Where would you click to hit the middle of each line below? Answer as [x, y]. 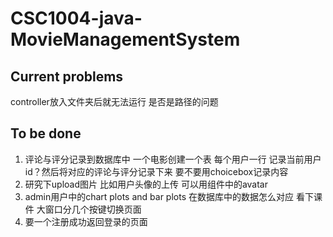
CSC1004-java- [76, 18]
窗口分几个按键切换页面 [93, 209]
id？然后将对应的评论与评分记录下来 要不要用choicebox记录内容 [156, 171]
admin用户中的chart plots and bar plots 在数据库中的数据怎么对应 [159, 196]
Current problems [67, 76]
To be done [46, 133]
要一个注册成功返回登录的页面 [86, 221]
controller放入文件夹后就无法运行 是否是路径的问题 [114, 101]
